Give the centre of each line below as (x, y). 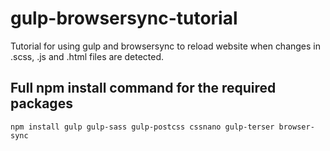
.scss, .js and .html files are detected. (87, 56)
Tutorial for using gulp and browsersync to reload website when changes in (166, 46)
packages (41, 103)
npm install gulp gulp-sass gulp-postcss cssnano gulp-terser (142, 127)
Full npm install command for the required (143, 88)
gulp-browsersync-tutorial (124, 18)
